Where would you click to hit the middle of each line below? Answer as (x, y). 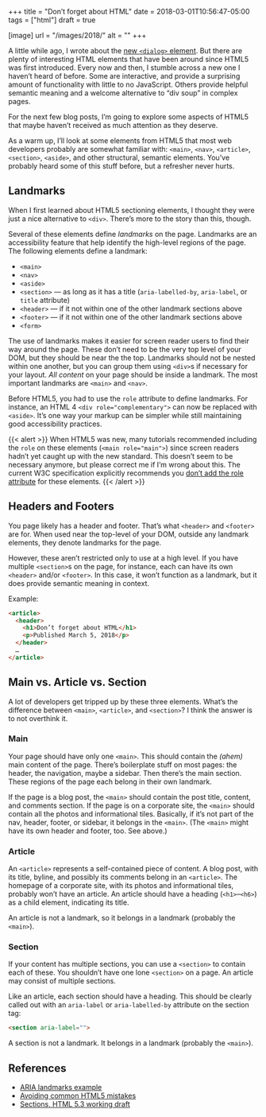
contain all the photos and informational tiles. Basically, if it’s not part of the (131, 813)
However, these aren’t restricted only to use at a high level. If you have (123, 558)
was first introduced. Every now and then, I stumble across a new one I (124, 68)
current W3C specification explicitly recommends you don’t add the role (126, 473)
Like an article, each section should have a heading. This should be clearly (130, 996)
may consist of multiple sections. (62, 981)
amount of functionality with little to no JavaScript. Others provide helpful (128, 84)
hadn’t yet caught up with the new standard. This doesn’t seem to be (121, 456)
